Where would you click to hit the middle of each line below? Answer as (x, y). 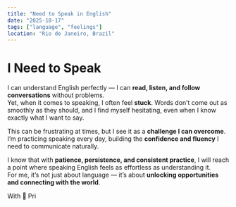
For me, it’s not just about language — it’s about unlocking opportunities (113, 175)
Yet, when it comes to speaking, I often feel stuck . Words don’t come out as (117, 103)
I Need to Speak (54, 68)
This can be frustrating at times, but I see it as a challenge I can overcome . (117, 132)
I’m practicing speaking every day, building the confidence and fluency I (113, 139)
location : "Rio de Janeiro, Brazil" (61, 33)
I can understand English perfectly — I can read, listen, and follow (104, 88)
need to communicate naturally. (53, 146)
